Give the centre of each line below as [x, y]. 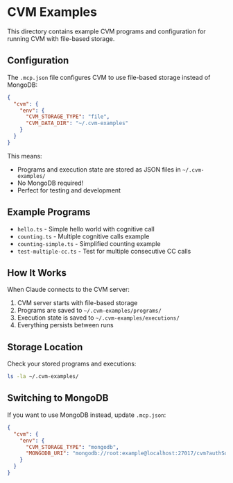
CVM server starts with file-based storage [77, 303]
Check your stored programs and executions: [72, 364]
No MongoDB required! [50, 183]
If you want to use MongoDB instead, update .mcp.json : [87, 415]
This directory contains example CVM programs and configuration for [106, 31]
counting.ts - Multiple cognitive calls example [83, 236]
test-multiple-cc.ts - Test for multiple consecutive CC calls [104, 251]
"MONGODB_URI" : [48, 453]
